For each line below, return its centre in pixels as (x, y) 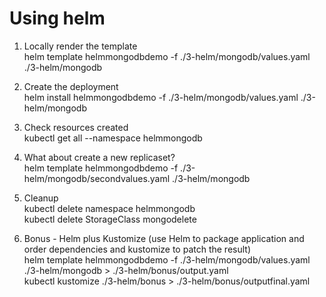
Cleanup (41, 198)
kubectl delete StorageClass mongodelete (110, 219)
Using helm (57, 18)
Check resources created (76, 127)
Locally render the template (80, 46)
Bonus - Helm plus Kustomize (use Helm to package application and (164, 238)
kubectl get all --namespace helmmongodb (113, 138)
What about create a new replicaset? (99, 157)
